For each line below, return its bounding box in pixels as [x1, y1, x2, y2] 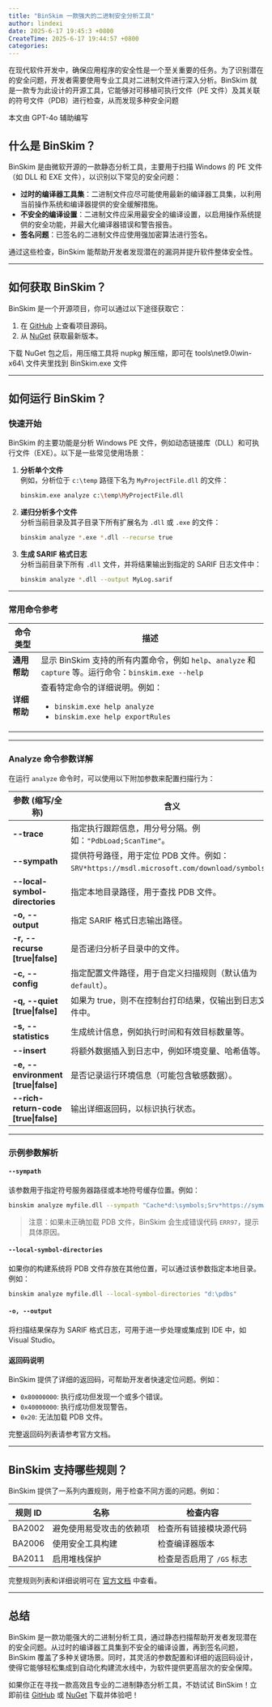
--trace [12, 828, 45, 839]
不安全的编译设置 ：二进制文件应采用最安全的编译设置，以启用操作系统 [19, 209, 255, 219]
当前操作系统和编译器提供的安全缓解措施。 [19, 199, 163, 209]
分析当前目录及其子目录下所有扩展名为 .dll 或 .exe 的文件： [19, 518, 221, 527]
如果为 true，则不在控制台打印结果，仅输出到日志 [70, 994, 259, 1005]
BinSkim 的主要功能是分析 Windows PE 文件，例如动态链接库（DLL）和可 [8, 438, 253, 448]
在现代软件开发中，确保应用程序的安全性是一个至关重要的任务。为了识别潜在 [8, 66, 264, 75]
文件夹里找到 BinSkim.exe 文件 [25, 358, 128, 368]
